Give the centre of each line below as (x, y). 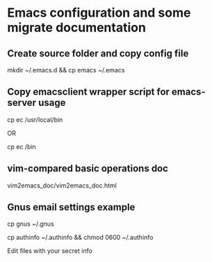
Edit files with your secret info (50, 251)
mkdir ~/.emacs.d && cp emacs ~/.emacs (66, 70)
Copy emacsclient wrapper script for (89, 92)
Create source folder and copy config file (98, 53)
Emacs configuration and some (99, 13)
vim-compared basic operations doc (88, 169)
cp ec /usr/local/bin (35, 119)
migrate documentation (76, 28)
